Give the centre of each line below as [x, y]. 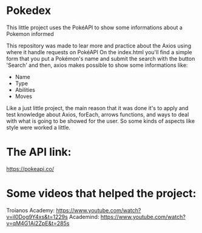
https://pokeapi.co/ [30, 169]
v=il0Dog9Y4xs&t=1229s [37, 217]
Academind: [84, 217]
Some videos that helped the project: [101, 194]
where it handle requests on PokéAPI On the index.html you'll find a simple [99, 52]
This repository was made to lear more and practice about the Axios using [99, 46]
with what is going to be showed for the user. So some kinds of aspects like [101, 121]
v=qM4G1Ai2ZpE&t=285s [38, 223]
